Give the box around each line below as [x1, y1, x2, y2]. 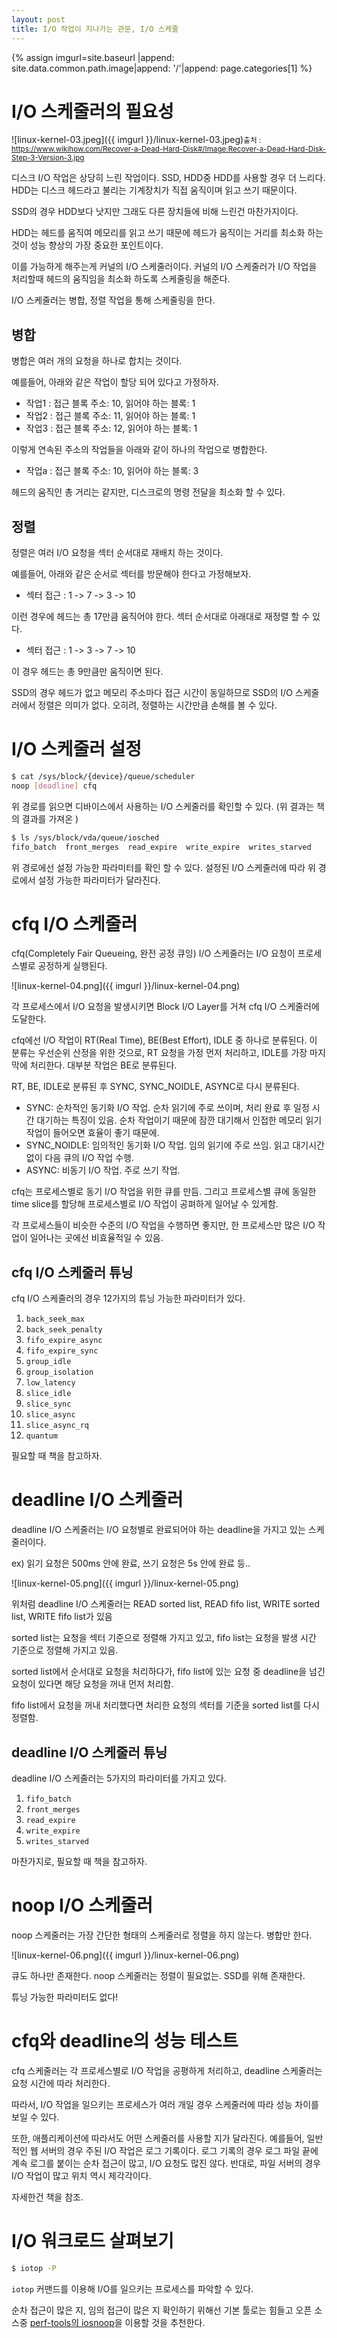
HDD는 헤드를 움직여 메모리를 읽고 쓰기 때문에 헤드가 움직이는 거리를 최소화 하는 [11, 227, 324, 239]
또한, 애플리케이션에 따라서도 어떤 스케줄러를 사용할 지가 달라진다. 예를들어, [11, 2132, 305, 2144]
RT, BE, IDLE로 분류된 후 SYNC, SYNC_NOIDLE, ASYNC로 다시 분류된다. [11, 1081, 300, 1093]
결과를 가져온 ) [21, 812, 79, 825]
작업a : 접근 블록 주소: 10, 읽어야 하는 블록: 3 [25, 465, 199, 477]
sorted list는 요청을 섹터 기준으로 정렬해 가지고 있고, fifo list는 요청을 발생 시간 [11, 1632, 317, 1644]
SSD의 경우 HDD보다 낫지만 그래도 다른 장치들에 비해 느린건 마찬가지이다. [11, 206, 299, 218]
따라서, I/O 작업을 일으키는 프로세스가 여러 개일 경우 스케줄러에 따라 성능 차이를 [11, 2098, 319, 2110]
